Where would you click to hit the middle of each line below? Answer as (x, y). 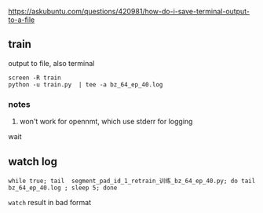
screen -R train (35, 78)
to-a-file (22, 20)
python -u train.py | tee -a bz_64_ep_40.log (86, 84)
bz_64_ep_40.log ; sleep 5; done (63, 188)
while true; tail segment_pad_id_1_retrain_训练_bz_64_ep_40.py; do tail (132, 181)
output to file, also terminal (51, 63)
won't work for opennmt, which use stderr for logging (106, 122)
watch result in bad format (50, 202)
